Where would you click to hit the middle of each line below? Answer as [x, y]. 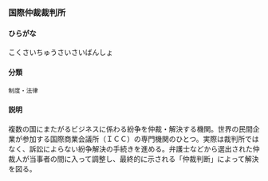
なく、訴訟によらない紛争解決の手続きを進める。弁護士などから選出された [130, 148]
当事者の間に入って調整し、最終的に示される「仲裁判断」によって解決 [144, 159]
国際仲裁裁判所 [37, 12]
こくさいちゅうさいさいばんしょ [61, 53]
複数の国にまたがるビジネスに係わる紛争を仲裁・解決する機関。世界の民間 [130, 128]
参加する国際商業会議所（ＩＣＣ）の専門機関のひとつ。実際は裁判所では [140, 139]
